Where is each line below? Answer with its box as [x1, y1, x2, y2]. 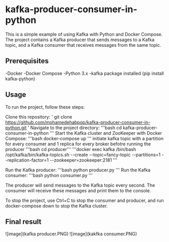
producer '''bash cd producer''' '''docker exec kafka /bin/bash [5, 146, 136, 152]
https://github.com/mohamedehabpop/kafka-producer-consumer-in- [5, 119, 151, 125]
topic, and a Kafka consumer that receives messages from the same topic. [5, 42, 161, 48]
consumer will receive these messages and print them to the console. [5, 187, 151, 194]
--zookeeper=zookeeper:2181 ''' [49, 157, 118, 163]
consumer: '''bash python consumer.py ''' [5, 172, 93, 178]
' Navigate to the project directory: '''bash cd [27, 125, 122, 131]
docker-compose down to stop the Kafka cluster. [5, 202, 108, 209]
